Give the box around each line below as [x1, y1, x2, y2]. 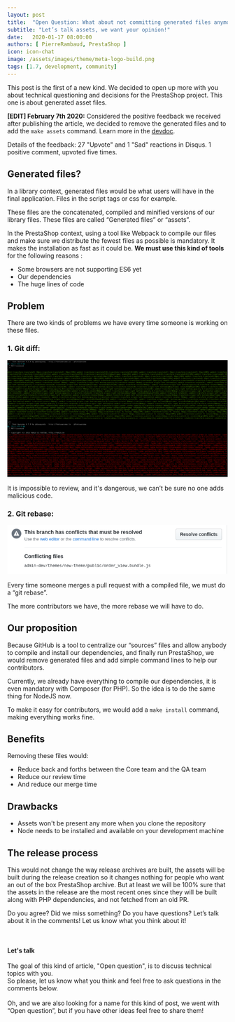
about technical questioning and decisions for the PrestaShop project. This [7, 91, 222, 99]
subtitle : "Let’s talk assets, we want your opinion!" [7, 26, 171, 33]
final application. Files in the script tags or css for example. [7, 194, 177, 203]
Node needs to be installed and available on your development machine [17, 827, 225, 835]
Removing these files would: [7, 752, 89, 760]
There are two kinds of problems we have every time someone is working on [7, 319, 228, 327]
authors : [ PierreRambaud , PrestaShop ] [7, 41, 127, 48]
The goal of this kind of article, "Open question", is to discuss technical [7, 962, 212, 970]
